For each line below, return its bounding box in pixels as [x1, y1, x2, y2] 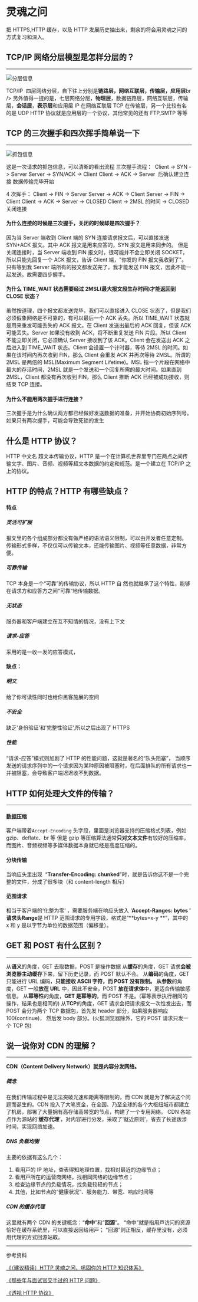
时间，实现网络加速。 [6, 1123, 58, 1130]
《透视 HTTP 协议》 [6, 1290, 54, 1297]
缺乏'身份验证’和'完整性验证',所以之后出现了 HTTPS [6, 724, 130, 732]
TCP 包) [12, 1022, 32, 1029]
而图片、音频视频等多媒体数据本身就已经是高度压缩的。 [6, 842, 140, 849]
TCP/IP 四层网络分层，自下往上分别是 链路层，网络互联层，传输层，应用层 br [6, 87, 192, 94]
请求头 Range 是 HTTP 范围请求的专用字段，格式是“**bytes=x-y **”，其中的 [6, 914, 189, 921]
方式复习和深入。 [6, 33, 48, 40]
